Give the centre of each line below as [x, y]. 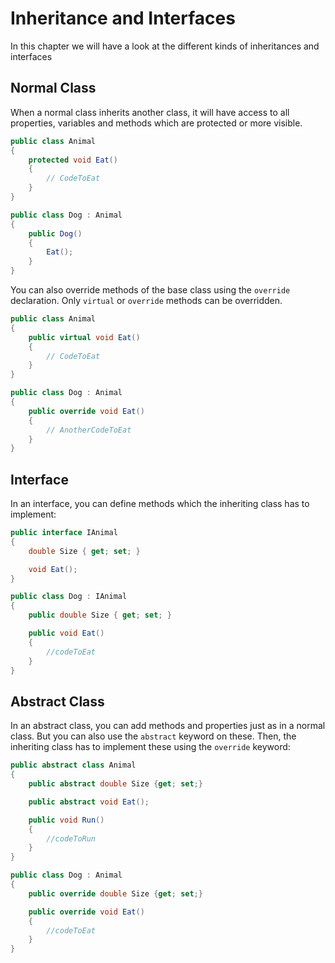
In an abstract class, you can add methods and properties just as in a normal [168, 726]
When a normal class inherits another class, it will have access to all [150, 112]
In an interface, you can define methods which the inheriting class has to [160, 504]
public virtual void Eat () [84, 337]
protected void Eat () [73, 160]
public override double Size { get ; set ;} [115, 893]
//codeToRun [71, 838]
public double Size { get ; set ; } [100, 615]
